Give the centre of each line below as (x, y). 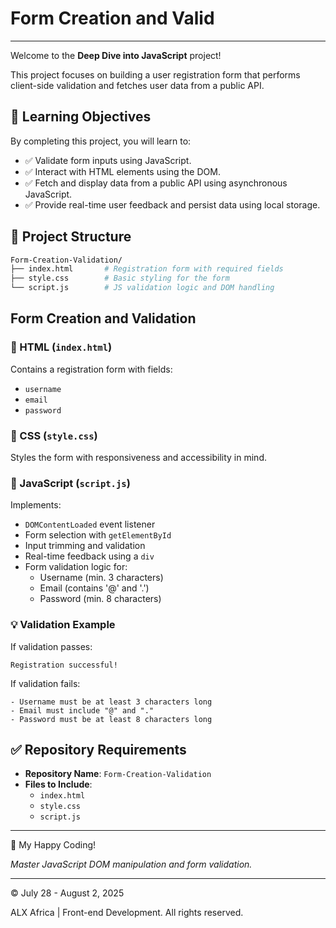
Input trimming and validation (85, 546)
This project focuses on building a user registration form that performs (155, 74)
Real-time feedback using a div (89, 556)
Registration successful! (64, 665)
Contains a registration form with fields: (91, 369)
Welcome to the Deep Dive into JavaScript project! (116, 55)
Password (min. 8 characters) (100, 599)
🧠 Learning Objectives (81, 117)
